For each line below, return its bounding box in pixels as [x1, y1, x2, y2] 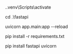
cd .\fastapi [5, 14, 29, 19]
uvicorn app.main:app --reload [5, 23, 68, 29]
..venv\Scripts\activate [5, 4, 51, 10]
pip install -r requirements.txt [5, 33, 65, 39]
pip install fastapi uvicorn [5, 43, 57, 49]
